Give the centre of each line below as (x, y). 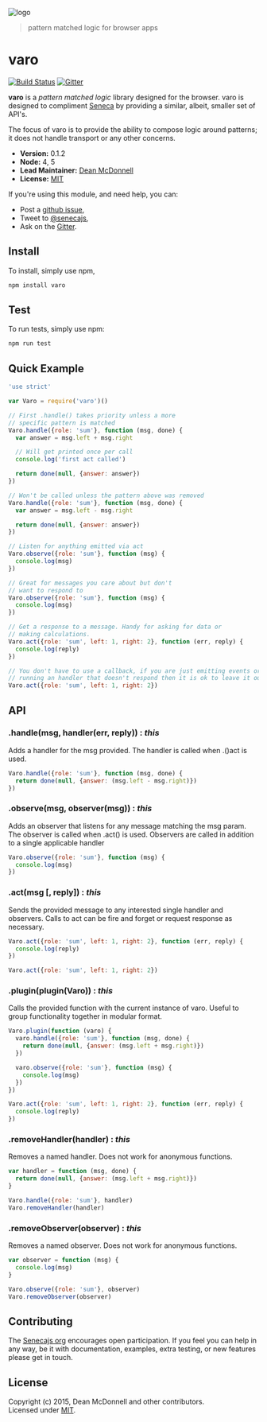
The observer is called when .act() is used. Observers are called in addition (131, 834)
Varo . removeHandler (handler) (56, 1208)
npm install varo (37, 285)
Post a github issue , (52, 209)
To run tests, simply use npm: (56, 329)
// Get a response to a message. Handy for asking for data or (115, 627)
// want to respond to (46, 590)
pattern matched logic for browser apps (93, 27)
